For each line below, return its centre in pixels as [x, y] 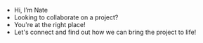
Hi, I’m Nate [31, 10]
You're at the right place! [50, 25]
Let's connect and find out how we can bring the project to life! [105, 32]
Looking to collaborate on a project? [66, 17]
